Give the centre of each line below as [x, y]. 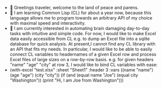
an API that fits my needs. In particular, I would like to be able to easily [81, 49]
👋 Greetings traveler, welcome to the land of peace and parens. [74, 8]
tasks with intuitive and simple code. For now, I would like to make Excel [83, 33]
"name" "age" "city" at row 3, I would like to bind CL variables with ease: [84, 65]
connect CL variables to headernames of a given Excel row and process [83, 54]
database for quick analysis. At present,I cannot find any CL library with [82, 44]
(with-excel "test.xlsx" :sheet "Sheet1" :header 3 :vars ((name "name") [81, 70]
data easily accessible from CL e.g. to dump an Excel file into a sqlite [80, 39]
